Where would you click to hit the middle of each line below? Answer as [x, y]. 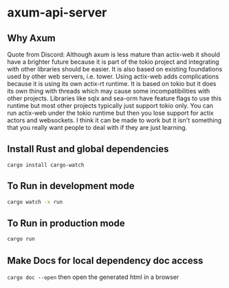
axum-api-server [57, 13]
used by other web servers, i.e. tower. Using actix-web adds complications [113, 76]
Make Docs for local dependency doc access [105, 260]
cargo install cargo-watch [46, 165]
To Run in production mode [66, 223]
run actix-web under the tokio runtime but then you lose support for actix [111, 113]
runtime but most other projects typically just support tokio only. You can [110, 106]
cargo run [21, 239]
